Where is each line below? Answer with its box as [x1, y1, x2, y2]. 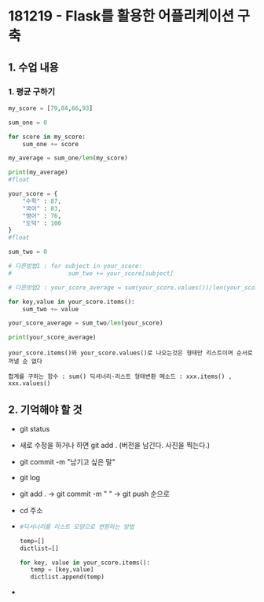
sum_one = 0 [8, 119, 47, 127]
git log [19, 472, 41, 482]
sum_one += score [22, 140, 79, 148]
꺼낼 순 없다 [8, 358, 43, 365]
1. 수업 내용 [8, 61, 59, 74]
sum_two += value [22, 305, 79, 313]
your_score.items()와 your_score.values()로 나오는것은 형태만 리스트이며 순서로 [8, 349, 253, 358]
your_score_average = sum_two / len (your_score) [8, 319, 163, 327]
